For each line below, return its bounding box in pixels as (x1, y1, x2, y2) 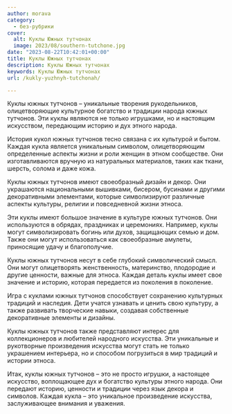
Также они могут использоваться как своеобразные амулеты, (7, 235, 193, 244)
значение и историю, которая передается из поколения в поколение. (7, 278, 213, 287)
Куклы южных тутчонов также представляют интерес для (7, 327, 179, 336)
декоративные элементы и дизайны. (7, 314, 116, 322)
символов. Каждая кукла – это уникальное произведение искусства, (7, 392, 213, 400)
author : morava (7, 10, 51, 17)
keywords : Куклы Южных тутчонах (7, 68, 100, 75)
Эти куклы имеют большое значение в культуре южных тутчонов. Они (7, 213, 217, 222)
